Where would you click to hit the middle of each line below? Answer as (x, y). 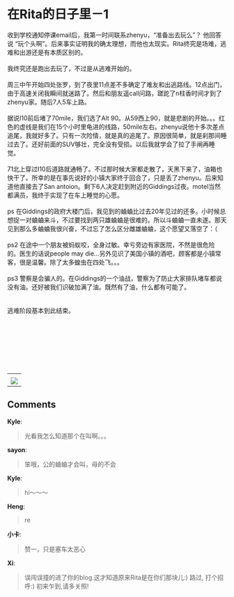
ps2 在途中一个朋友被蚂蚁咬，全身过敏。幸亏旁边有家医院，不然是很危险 (111, 245)
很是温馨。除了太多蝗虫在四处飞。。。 (71, 262)
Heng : (16, 506)
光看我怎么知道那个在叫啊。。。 (67, 435)
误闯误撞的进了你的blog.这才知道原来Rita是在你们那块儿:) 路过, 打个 (121, 577)
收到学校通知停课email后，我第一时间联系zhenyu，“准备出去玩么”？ (104, 35)
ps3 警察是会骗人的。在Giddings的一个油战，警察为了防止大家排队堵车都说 (115, 278)
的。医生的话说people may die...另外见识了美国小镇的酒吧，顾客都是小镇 (111, 253)
